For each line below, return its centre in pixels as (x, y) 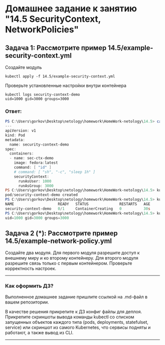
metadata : (15, 140)
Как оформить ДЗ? (29, 286)
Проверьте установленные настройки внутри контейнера (66, 85)
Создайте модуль (24, 67)
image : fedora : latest (36, 163)
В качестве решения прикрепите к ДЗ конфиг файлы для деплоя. (74, 311)
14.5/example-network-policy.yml (58, 241)
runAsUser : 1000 (35, 181)
